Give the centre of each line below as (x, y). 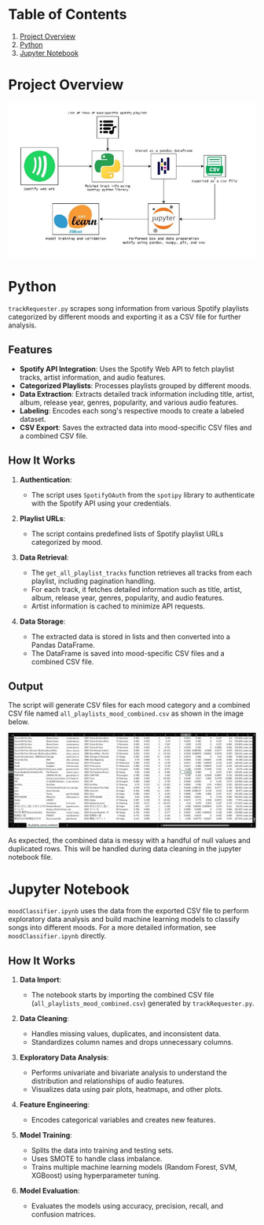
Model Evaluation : (49, 1191)
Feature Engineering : (55, 1105)
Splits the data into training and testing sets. (103, 1150)
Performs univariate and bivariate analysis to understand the (129, 1073)
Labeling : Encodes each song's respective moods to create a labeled (132, 410)
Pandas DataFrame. (63, 645)
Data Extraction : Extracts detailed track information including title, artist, (137, 394)
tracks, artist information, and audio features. (93, 377)
